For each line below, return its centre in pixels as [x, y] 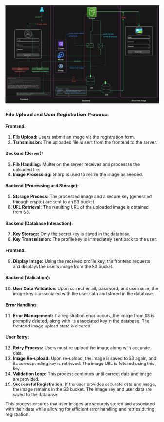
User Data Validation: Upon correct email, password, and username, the [85, 288]
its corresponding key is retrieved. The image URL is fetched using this [83, 363]
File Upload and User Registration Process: [57, 115]
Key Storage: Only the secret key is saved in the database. [72, 234]
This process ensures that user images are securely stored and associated [80, 404]
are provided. [26, 379]
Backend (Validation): [28, 277]
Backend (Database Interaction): [39, 223]
